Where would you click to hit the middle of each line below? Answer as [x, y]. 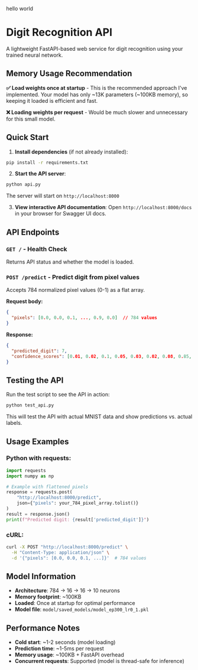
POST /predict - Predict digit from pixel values [73, 277]
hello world [20, 9]
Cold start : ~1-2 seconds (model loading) [65, 642]
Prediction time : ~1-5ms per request [59, 649]
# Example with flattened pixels [47, 487]
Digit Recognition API [59, 32]
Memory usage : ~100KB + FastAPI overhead [69, 655]
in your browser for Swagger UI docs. [60, 214]
